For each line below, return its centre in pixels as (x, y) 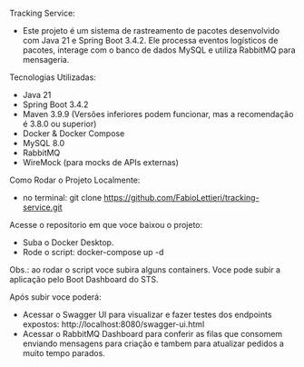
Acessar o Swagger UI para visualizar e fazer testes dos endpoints (147, 314)
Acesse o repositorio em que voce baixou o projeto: (106, 225)
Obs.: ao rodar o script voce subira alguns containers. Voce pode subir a (145, 270)
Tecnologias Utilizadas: (53, 77)
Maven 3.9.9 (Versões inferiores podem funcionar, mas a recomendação (158, 114)
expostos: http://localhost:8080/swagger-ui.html (113, 324)
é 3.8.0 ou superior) (59, 124)
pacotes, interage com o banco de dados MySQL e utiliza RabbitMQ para (159, 50)
